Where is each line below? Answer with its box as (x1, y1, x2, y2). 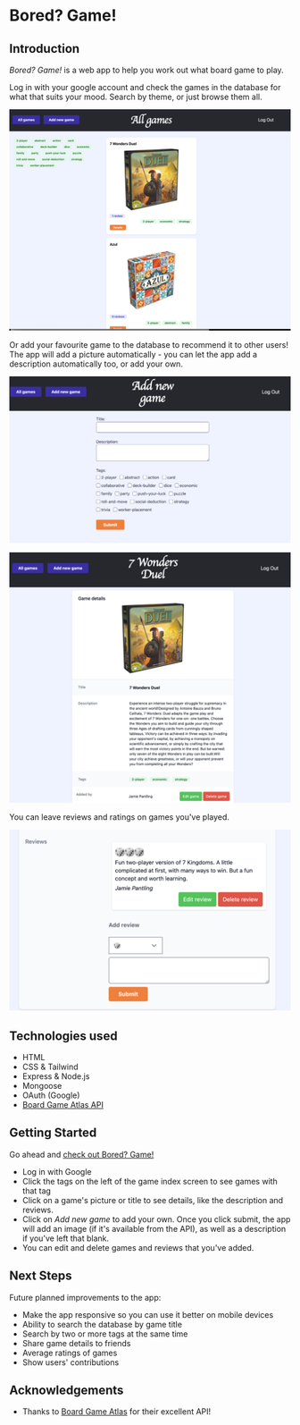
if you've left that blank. (21, 1233, 110, 1244)
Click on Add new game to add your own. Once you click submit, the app (21, 1213, 291, 1225)
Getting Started (9, 1126, 97, 1141)
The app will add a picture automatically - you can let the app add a (9, 349, 257, 359)
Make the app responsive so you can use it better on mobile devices (21, 1309, 274, 1320)
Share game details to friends (21, 1337, 131, 1348)
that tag (21, 1185, 52, 1196)
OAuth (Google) (21, 1090, 80, 1100)
